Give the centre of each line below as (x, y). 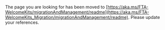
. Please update (144, 17)
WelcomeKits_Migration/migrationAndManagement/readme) (67, 17)
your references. (22, 22)
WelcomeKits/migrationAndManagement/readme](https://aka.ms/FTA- (77, 12)
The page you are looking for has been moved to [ (56, 7)
